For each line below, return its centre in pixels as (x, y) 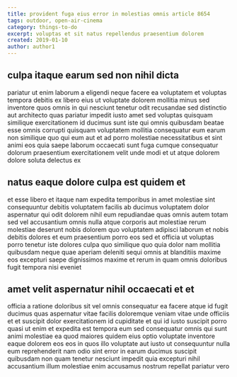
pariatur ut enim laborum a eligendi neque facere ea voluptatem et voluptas (117, 92)
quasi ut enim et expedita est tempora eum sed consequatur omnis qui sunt (117, 329)
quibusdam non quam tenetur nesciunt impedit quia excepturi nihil (104, 359)
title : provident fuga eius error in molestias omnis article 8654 (109, 14)
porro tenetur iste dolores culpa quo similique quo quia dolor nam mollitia (114, 244)
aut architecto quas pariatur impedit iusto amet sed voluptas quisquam (110, 115)
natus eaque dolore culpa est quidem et (97, 182)
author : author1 (31, 47)
